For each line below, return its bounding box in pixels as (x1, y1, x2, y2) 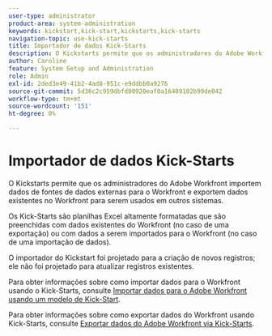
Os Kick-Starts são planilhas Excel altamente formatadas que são (8, 211, 227, 221)
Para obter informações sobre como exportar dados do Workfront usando (8, 309, 255, 320)
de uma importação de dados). (8, 236, 112, 247)
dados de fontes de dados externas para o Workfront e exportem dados (8, 187, 249, 197)
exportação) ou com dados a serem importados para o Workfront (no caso (8, 228, 257, 238)
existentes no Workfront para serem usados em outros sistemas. (8, 195, 224, 205)
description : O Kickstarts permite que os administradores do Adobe (8, 49, 244, 57)
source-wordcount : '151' (8, 102, 92, 110)
